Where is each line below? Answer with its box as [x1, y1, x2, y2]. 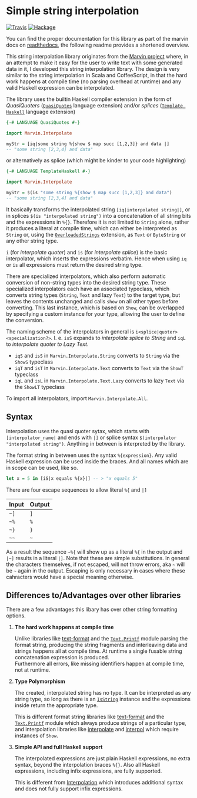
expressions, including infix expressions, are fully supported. [14, 767, 162, 774]
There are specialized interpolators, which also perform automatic [6, 273, 166, 280]
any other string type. [6, 237, 59, 244]
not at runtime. [14, 666, 51, 673]
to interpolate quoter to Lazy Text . [6, 341, 89, 348]
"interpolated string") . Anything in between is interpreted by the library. [6, 440, 185, 447]
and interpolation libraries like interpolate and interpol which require [14, 726, 179, 733]
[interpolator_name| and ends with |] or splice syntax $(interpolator [6, 434, 177, 441]
